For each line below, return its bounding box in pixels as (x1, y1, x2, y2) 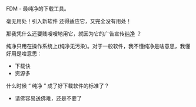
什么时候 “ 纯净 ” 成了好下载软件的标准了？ (6, 82, 110, 89)
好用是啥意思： (6, 50, 42, 57)
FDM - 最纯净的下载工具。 (6, 5, 69, 12)
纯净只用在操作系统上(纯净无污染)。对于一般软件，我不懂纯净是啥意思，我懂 (6, 43, 191, 49)
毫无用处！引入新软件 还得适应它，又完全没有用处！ (6, 18, 131, 25)
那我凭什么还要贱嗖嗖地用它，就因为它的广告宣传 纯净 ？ (6, 30, 142, 37)
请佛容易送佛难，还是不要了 (14, 95, 82, 102)
